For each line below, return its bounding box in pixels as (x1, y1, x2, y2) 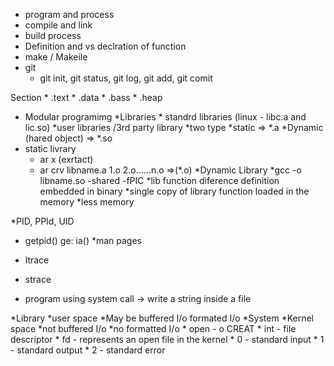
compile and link (24, 19, 93, 31)
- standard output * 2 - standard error (10, 344, 166, 356)
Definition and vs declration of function (24, 40, 187, 52)
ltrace (24, 254, 50, 266)
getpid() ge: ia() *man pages (24, 235, 142, 246)
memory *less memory (39, 196, 135, 208)
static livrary (24, 143, 77, 154)
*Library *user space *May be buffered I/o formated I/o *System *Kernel (10, 312, 314, 324)
